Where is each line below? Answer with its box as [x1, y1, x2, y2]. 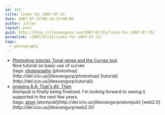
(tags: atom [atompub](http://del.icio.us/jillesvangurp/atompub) [12, 99, 141, 105]
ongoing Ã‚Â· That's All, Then [12, 83, 72, 89]
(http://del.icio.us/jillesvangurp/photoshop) [12, 73, 99, 79]
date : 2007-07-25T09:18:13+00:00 [5, 16, 74, 21]
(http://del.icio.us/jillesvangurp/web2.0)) [12, 104, 95, 110]
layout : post [5, 26, 32, 30]
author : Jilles [5, 21, 36, 26]
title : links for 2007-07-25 [5, 12, 65, 17]
